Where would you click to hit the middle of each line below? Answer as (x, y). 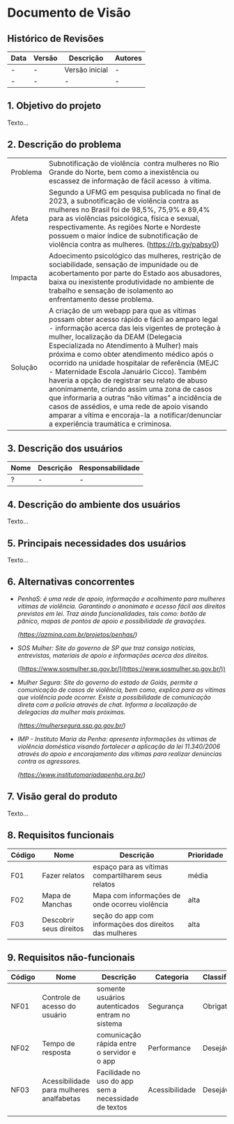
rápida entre (117, 1044)
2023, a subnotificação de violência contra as (124, 201)
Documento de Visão (69, 13)
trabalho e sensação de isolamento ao (111, 291)
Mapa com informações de (137, 895)
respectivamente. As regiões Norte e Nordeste (125, 226)
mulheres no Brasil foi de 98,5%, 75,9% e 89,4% (129, 209)
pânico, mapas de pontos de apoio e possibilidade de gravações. (112, 621)
